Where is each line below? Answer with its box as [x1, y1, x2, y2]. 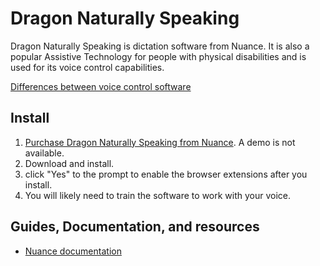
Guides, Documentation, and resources [10, 218, 260, 236]
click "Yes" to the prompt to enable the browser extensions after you [24, 168, 308, 180]
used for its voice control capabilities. [10, 61, 165, 73]
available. [24, 147, 65, 159]
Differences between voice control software [10, 80, 192, 92]
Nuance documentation [24, 245, 122, 257]
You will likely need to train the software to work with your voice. [24, 189, 292, 201]
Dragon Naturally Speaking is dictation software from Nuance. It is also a [10, 40, 310, 52]
